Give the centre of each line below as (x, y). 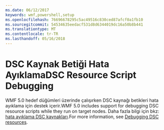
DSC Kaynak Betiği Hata (57, 64)
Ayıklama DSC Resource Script (71, 75)
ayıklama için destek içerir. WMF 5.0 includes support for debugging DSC (82, 105)
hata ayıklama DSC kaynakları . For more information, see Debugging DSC (82, 117)
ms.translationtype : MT (31, 29)
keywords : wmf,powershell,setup (40, 15)
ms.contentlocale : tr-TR (32, 34)
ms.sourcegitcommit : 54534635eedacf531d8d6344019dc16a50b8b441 (74, 24)
